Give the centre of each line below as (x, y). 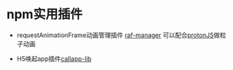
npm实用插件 (45, 14)
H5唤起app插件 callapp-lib (54, 58)
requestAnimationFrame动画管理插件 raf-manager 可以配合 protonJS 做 (118, 35)
